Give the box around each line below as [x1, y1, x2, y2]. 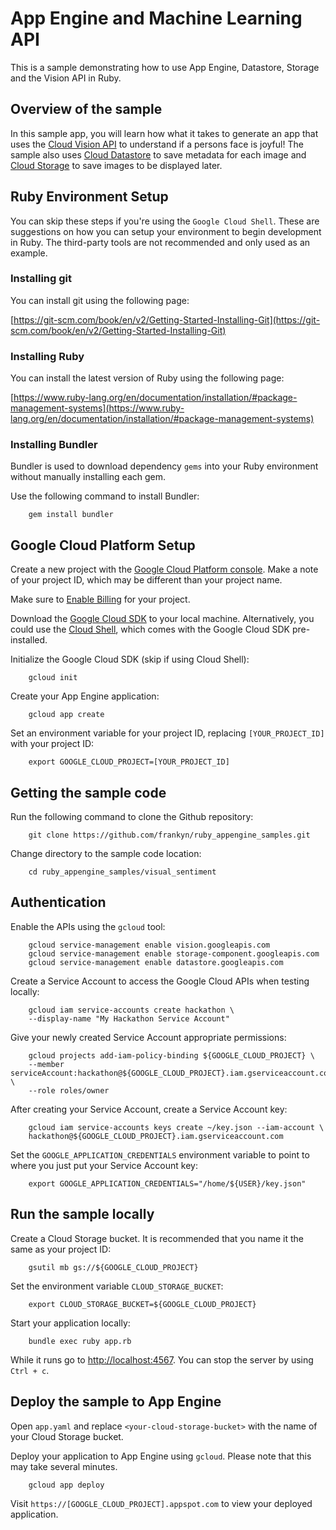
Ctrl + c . [10, 1364, 50, 1376]
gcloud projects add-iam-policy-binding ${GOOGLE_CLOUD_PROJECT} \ [28, 1050, 315, 1061]
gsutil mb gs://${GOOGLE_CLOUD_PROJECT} [28, 1262, 199, 1272]
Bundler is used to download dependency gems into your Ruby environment [10, 460, 319, 472]
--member [28, 1059, 65, 1069]
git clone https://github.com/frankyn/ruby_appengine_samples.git [28, 830, 311, 841]
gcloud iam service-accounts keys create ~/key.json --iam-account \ [28, 1122, 325, 1132]
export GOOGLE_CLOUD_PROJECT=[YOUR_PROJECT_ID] [28, 757, 230, 767]
